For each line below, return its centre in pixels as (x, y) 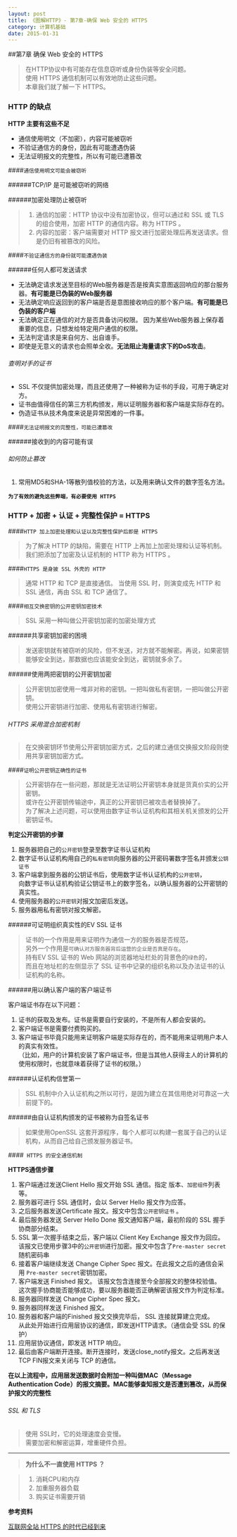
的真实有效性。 (40, 1046)
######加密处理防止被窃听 (47, 199)
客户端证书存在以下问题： (45, 1005)
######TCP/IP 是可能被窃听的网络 (58, 184)
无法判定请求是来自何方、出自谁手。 (71, 337)
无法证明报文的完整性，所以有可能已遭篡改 (80, 156)
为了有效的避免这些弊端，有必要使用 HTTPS (62, 497)
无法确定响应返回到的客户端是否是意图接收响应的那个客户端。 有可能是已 (123, 302)
